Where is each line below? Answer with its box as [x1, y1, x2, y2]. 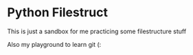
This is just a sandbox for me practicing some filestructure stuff [7, 27, 187, 35]
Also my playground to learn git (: [7, 40, 102, 48]
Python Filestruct [7, 5, 109, 20]
